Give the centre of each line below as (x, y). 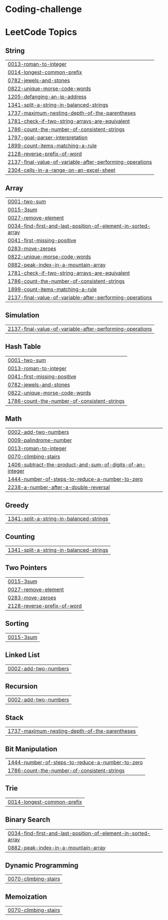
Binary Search (28, 820)
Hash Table (23, 347)
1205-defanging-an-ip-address (47, 97)
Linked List (22, 655)
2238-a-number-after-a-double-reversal (59, 487)
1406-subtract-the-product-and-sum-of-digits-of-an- (77, 465)
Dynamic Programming (42, 865)
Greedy (17, 505)
